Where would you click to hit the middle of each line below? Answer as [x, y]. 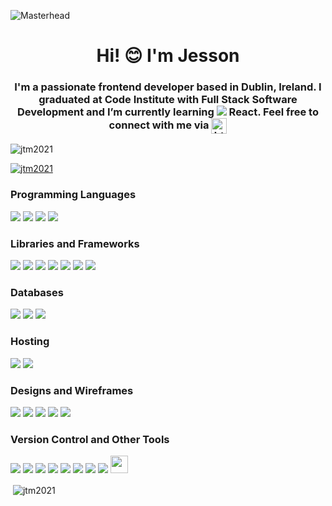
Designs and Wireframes [72, 390]
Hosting [30, 342]
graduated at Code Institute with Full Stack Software [168, 100]
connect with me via [159, 125]
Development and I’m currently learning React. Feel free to [168, 112]
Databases [37, 292]
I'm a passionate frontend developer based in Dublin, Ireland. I [168, 87]
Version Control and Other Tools [90, 439]
